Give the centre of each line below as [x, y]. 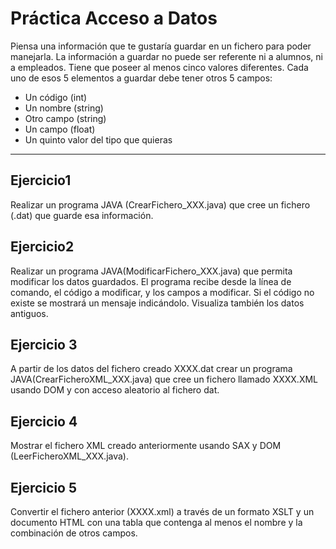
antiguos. [29, 313]
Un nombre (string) [64, 108]
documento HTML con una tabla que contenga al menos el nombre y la [156, 522]
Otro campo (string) [65, 118]
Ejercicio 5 [44, 487]
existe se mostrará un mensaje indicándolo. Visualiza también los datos [157, 303]
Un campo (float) [60, 129]
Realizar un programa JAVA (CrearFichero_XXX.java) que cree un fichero [160, 204]
